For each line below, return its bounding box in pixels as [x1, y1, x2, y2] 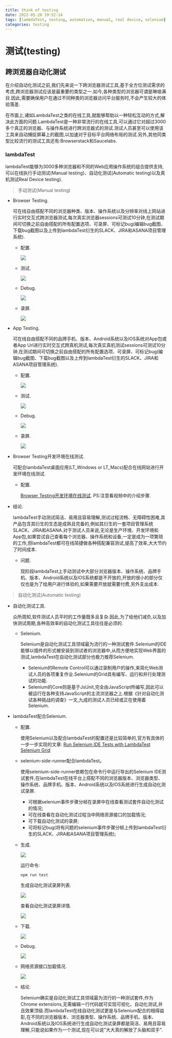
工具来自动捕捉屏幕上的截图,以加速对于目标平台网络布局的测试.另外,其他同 [5, 131, 162, 138]
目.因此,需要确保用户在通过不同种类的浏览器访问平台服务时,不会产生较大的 [5, 95, 162, 101]
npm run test [20, 872, 49, 877]
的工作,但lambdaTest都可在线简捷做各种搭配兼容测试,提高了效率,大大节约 [12, 540, 167, 546]
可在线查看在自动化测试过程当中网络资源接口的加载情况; [28, 811, 146, 817]
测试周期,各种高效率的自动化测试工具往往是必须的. [17, 620, 123, 626]
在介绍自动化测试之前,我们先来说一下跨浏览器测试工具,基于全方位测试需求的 [5, 82, 165, 88]
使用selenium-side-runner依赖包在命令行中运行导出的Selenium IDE [20, 768, 162, 775]
